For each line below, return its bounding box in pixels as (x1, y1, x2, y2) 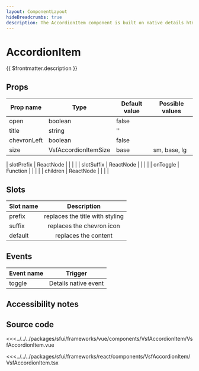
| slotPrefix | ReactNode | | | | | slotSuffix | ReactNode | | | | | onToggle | (6, 161, 179, 168)
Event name (9, 269, 44, 277)
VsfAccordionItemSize (48, 146, 111, 154)
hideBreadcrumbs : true (6, 14, 62, 20)
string (48, 127, 65, 135)
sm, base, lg (153, 146, 187, 154)
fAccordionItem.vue (6, 341, 54, 348)
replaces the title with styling (44, 212, 124, 220)
